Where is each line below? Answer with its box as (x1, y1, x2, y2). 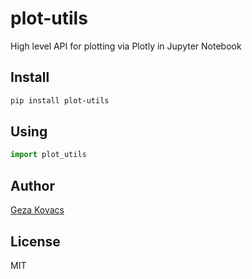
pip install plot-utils (10, 95, 110, 106)
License (10, 233, 61, 250)
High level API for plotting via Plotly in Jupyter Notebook (10, 40, 242, 52)
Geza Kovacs (10, 204, 65, 216)
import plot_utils (10, 150, 87, 160)
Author (10, 177, 55, 194)
